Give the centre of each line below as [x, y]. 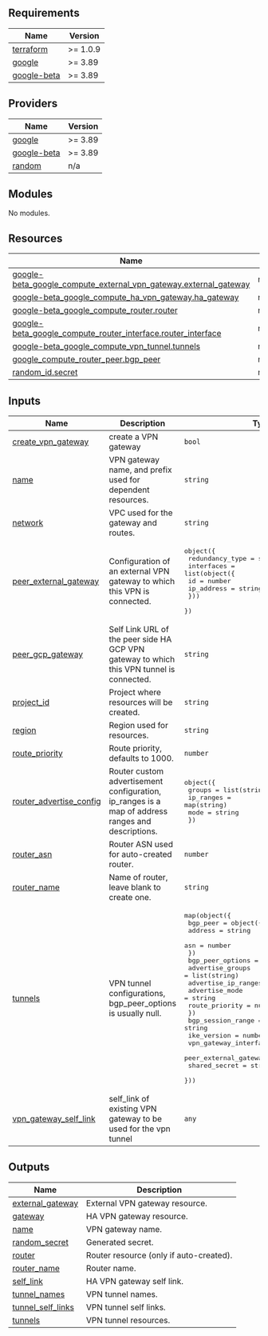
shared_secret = [217, 1066]
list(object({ [209, 574]
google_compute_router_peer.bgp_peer [87, 359]
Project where [135, 693]
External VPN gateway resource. [147, 1203]
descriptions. [133, 831]
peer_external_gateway [56, 581]
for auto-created [141, 854]
